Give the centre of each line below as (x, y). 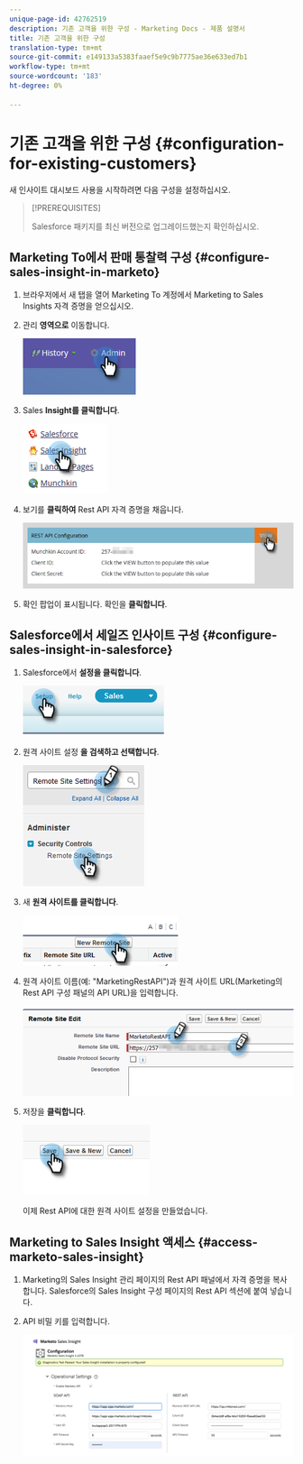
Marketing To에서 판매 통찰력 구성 (101, 257)
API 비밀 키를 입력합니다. (66, 1321)
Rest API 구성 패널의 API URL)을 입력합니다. (100, 993)
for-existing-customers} (103, 163)
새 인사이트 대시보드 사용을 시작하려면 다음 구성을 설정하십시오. (120, 189)
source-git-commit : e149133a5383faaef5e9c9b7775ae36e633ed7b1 (129, 57)
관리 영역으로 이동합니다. (66, 326)
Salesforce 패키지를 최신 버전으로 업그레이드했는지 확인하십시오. (145, 226)
